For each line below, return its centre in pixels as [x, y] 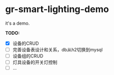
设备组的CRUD [28, 56]
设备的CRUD [26, 43]
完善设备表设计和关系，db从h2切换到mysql [58, 50]
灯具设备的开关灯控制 [35, 62]
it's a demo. [17, 23]
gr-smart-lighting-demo [57, 9]
